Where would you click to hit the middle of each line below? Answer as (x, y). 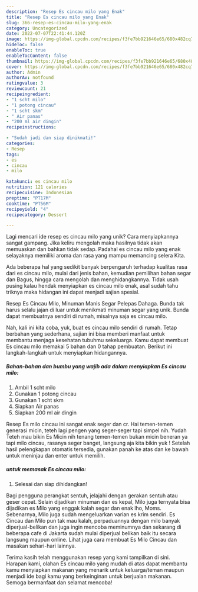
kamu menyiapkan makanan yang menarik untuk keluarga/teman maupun (95, 570)
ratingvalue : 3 (25, 83)
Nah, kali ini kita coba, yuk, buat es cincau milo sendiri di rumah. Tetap (92, 328)
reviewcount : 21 (26, 89)
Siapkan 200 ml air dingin (46, 413)
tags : (13, 155)
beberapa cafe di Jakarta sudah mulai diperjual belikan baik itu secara (91, 533)
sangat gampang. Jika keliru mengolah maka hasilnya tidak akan (84, 243)
